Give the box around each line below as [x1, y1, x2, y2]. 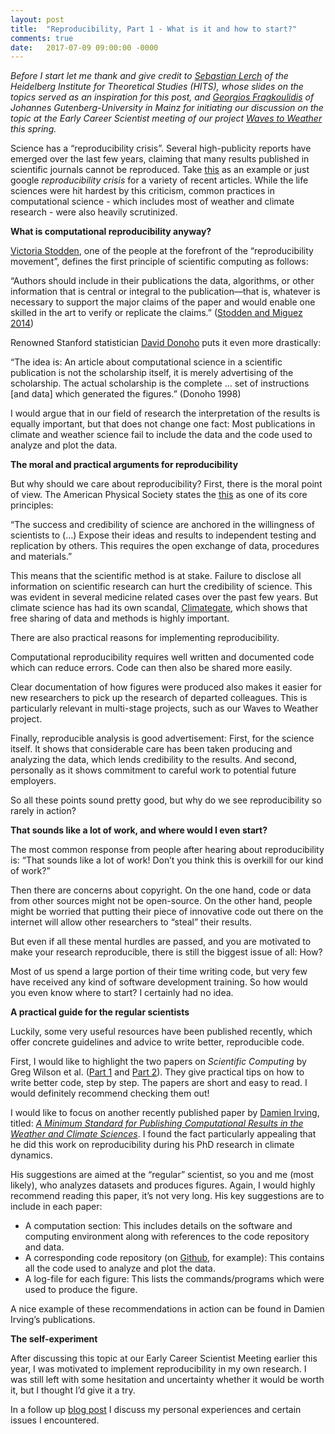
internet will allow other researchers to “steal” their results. [10, 916, 253, 928]
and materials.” [10, 551, 73, 563]
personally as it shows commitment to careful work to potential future [10, 764, 297, 776]
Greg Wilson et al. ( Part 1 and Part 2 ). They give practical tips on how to [10, 1066, 305, 1078]
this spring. [10, 123, 57, 135]
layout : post [10, 14, 65, 25]
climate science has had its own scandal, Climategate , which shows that [10, 602, 308, 614]
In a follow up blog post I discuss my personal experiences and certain [10, 1404, 302, 1416]
